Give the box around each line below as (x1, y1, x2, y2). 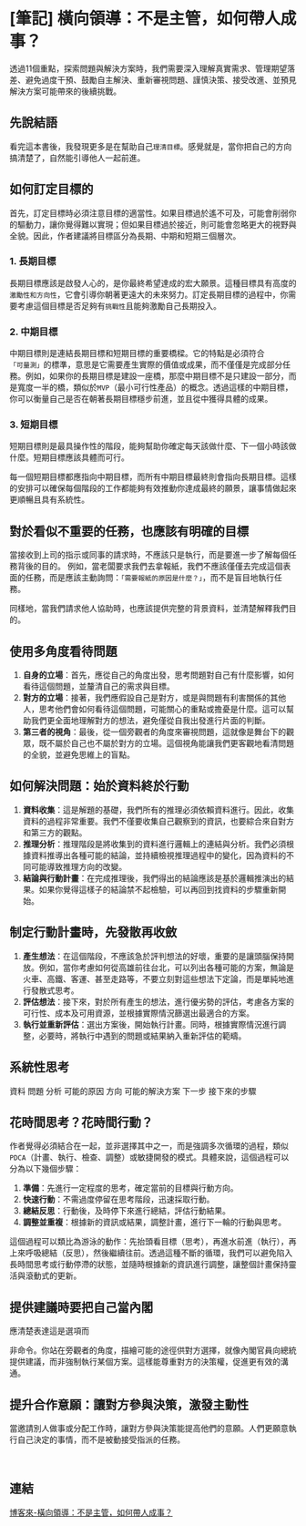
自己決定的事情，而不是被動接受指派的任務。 (16, 1434, 185, 1445)
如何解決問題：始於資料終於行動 (9, 778, 189, 794)
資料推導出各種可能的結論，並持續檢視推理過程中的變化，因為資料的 (30, 849, 287, 861)
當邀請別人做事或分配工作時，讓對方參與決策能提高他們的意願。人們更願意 (9, 1422, 289, 1433)
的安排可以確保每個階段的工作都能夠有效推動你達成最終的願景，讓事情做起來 (9, 483, 297, 494)
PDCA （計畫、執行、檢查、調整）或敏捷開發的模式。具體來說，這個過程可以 (9, 1152, 290, 1162)
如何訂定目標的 (9, 181, 94, 197)
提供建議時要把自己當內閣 (9, 1299, 153, 1315)
